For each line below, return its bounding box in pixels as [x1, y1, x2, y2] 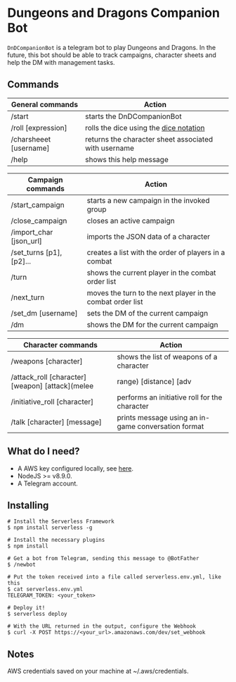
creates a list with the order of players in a [86, 247, 225, 257]
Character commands [23, 340, 98, 349]
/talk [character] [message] [11, 417, 102, 427]
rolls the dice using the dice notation [85, 123, 205, 132]
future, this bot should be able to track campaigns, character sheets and [7, 51, 216, 59]
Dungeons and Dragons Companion [7, 5, 220, 21]
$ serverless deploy [7, 611, 68, 618]
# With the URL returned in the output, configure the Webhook [7, 623, 197, 630]
